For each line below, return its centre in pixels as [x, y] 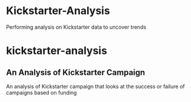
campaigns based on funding [42, 93]
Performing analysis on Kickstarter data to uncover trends [76, 27]
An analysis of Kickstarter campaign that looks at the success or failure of [95, 86]
